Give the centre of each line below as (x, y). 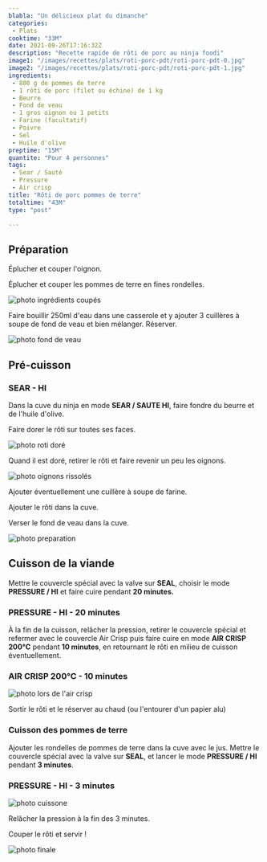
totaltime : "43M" (37, 202)
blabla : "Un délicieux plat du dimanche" (79, 16)
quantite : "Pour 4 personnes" (59, 157)
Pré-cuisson (40, 365)
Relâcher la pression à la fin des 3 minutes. (79, 818)
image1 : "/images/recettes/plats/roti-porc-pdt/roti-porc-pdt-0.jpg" (127, 61)
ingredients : (30, 76)
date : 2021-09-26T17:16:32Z (55, 46)
